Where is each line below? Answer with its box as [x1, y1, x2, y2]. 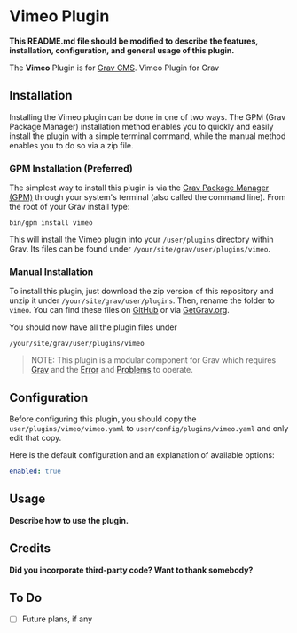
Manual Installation [9, 265, 94, 277]
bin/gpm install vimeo [9, 219, 93, 228]
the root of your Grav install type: [9, 202, 130, 212]
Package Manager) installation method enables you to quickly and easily [9, 121, 274, 132]
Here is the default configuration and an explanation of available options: [9, 450, 275, 461]
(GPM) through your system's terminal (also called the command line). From [9, 192, 286, 203]
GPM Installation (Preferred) [9, 162, 133, 174]
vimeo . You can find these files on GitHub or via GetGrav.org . [9, 305, 231, 316]
